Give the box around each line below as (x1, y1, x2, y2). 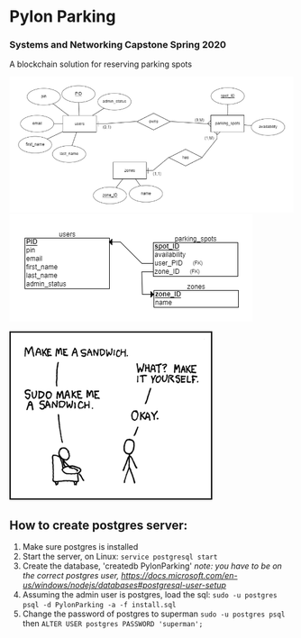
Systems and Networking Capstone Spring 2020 (9, 39, 227, 51)
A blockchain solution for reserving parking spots (9, 59, 192, 69)
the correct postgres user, (22, 570, 120, 581)
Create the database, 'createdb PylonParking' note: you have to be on (22, 561, 282, 571)
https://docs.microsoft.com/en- (121, 570, 238, 581)
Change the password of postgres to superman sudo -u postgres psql (22, 608, 286, 619)
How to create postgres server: (9, 517, 188, 533)
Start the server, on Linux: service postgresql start (22, 551, 218, 562)
